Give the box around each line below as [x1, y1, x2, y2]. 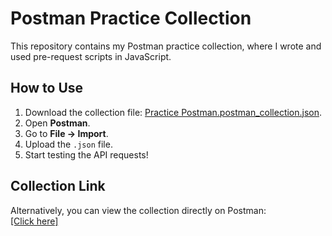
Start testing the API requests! [24, 148, 149, 161]
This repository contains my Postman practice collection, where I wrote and [10, 40, 322, 52]
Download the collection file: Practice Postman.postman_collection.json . [24, 106, 323, 118]
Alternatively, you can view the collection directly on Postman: [10, 204, 267, 216]
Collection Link [10, 178, 106, 195]
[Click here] [10, 215, 59, 227]
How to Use [10, 80, 84, 97]
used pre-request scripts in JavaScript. [10, 50, 172, 62]
